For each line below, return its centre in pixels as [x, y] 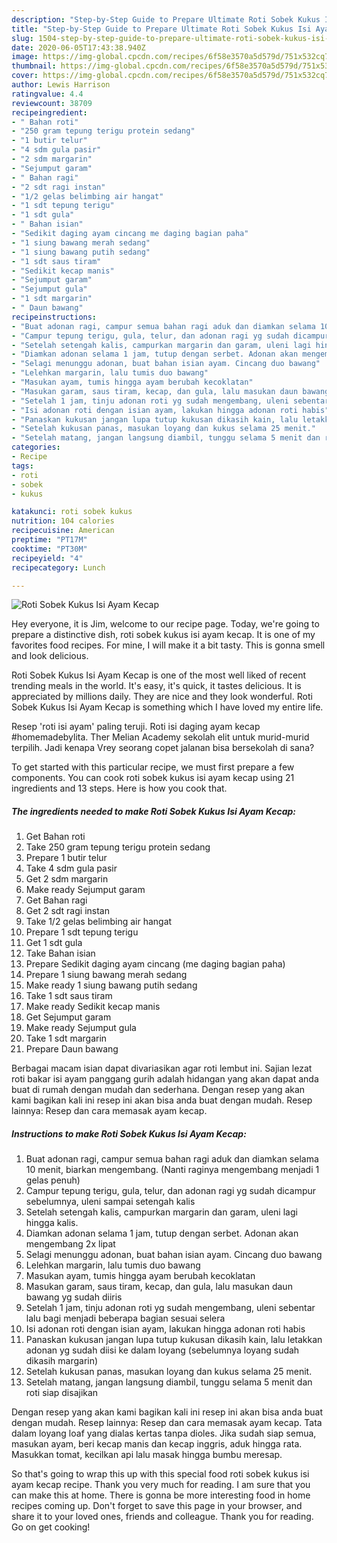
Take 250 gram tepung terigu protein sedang [118, 847]
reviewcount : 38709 [52, 103]
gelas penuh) [53, 1180]
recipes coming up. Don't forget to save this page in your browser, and [157, 1506]
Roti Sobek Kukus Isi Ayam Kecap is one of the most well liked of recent [159, 675]
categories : [36, 447]
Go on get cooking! [51, 1527]
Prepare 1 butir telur [66, 858]
